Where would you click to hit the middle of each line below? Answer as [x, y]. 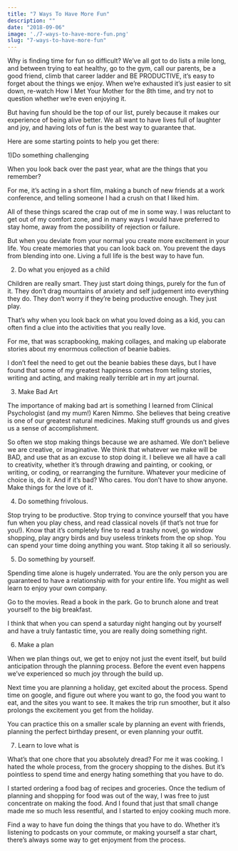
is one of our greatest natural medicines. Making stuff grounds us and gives [119, 421]
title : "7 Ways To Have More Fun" [59, 14]
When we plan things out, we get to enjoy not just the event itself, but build [117, 659]
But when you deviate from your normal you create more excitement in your [118, 241]
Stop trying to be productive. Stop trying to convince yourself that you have [118, 515]
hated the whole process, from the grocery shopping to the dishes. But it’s [117, 767]
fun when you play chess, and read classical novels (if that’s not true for [113, 523]
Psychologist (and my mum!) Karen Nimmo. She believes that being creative [119, 413]
